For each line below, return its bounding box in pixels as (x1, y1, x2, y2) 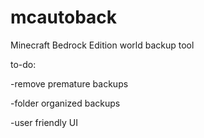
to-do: (10, 58, 37, 70)
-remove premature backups (10, 77, 129, 90)
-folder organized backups (10, 97, 121, 109)
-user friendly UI (10, 116, 78, 128)
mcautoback (10, 6, 118, 29)
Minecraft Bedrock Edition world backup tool (10, 39, 195, 51)
